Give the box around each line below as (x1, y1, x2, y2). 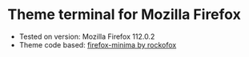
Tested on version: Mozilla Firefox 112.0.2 (18, 32, 155, 41)
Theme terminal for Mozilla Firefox (7, 6, 241, 24)
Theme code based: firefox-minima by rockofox (18, 40, 177, 49)
